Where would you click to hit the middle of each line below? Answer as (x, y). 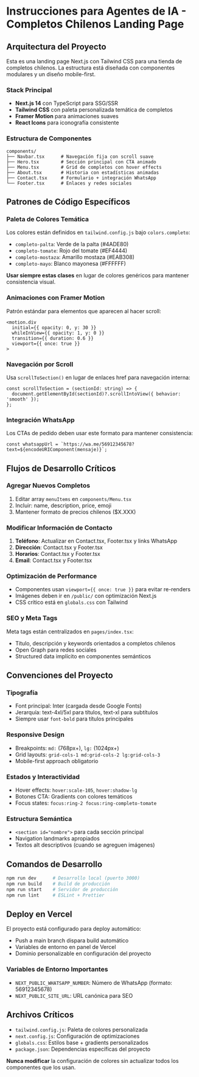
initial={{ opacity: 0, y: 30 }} (54, 327)
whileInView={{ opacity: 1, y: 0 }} (58, 333)
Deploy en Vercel (39, 915)
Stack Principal (29, 90)
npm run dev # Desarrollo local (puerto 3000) (73, 878)
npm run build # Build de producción (58, 884)
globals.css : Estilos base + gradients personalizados (82, 1042)
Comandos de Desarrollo (54, 864)
